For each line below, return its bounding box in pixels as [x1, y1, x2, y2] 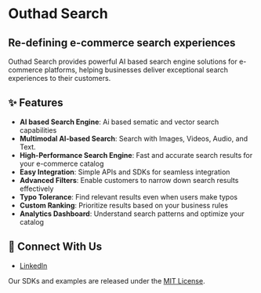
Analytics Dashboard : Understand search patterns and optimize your [19, 209, 245, 218]
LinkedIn [19, 261, 48, 270]
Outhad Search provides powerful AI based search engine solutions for [8, 57, 237, 66]
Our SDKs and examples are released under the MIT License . [8, 276, 205, 285]
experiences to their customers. [8, 74, 111, 82]
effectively [19, 184, 54, 193]
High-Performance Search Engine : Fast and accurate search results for [19, 150, 253, 159]
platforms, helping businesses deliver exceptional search [44, 65, 229, 75]
